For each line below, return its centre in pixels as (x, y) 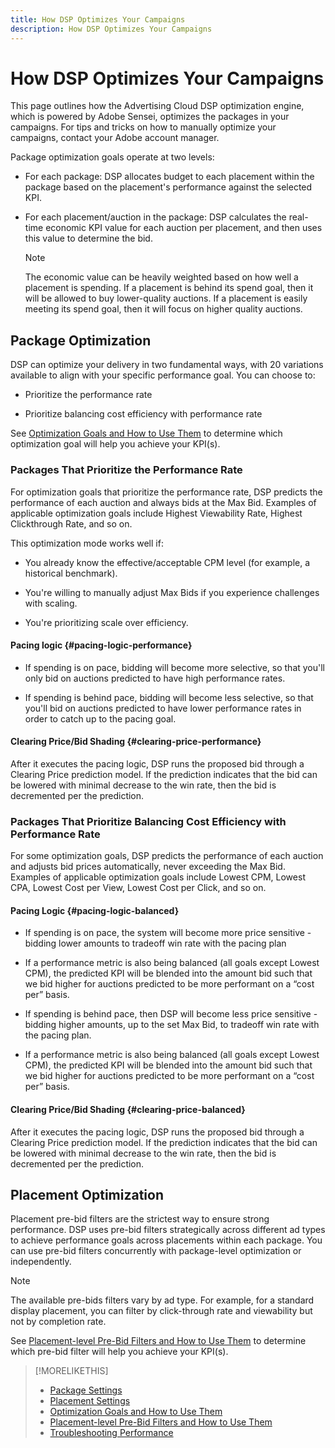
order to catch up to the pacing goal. (100, 718)
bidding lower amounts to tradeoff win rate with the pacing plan (155, 943)
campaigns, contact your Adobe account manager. (115, 138)
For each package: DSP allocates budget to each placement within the (169, 177)
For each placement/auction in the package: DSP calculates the (155, 217)
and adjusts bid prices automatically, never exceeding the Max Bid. (148, 867)
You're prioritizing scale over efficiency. (106, 622)
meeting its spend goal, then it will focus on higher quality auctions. (163, 309)
